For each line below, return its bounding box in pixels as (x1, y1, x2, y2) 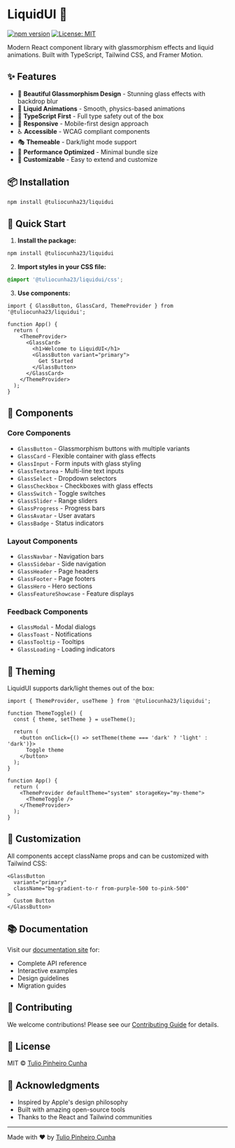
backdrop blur (17, 97, 58, 105)
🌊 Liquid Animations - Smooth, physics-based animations (17, 104, 185, 113)
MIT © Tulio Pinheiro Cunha (7, 1059, 87, 1067)
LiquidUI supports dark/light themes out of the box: (7, 684, 155, 692)
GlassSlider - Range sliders (17, 496, 98, 505)
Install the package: (17, 236, 77, 245)
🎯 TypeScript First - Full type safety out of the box (17, 111, 164, 120)
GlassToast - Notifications (17, 630, 92, 638)
